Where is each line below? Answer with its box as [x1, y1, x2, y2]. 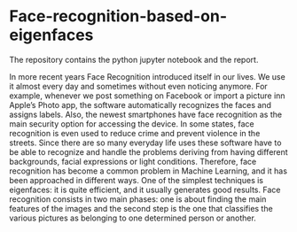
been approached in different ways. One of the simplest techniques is [9, 174, 264, 185]
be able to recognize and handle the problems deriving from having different [9, 146, 288, 157]
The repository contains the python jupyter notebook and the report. [9, 54, 259, 65]
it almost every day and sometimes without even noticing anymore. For [9, 81, 268, 91]
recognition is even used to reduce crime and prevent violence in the [9, 128, 261, 138]
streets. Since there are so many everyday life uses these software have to [9, 137, 282, 148]
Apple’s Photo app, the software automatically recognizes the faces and [9, 99, 272, 110]
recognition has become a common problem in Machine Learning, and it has [9, 166, 288, 176]
